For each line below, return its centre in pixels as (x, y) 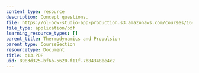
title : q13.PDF (25, 55)
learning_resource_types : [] (42, 34)
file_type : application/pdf (41, 28)
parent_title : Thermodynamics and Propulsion (63, 39)
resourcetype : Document (36, 50)
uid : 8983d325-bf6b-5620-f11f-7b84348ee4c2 (61, 61)
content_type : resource (36, 11)
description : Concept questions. (47, 17)
